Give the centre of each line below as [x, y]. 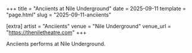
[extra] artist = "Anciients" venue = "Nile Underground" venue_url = [89, 26]
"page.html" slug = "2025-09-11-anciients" [59, 15]
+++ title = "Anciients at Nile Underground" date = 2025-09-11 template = [96, 9]
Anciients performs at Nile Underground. [56, 44]
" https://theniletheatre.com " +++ [47, 32]
